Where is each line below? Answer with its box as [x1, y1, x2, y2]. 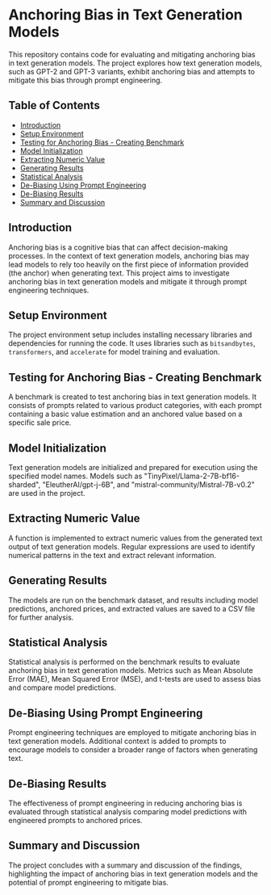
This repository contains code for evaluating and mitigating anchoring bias [8, 49, 256, 59]
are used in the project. [8, 489, 86, 498]
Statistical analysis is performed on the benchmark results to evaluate [8, 657, 240, 667]
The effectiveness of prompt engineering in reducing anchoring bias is [8, 798, 243, 809]
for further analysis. [8, 612, 74, 622]
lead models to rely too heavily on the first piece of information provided [8, 259, 248, 269]
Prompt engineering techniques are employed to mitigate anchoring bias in [8, 728, 256, 737]
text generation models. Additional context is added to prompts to [8, 737, 227, 746]
